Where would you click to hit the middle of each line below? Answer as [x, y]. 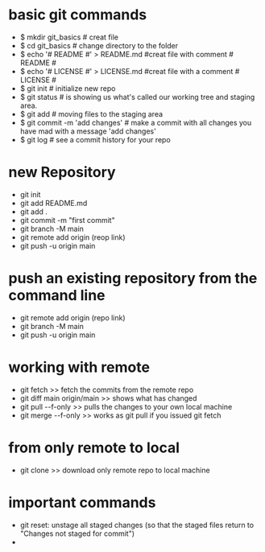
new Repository [62, 173]
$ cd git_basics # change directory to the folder [99, 45]
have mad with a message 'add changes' [88, 131]
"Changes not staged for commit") [77, 533]
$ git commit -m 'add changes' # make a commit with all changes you [136, 122]
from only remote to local [94, 447]
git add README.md [54, 203]
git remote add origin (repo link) [73, 317]
